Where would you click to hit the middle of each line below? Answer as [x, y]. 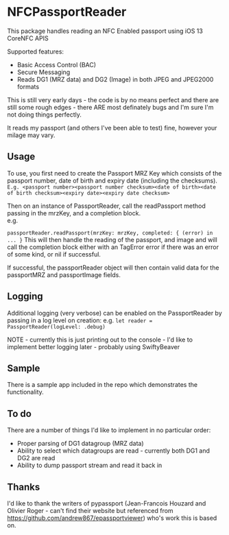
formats [28, 86]
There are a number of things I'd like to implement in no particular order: [109, 430]
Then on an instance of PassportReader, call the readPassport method [106, 206]
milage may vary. [31, 135]
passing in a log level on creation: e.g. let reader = [80, 320]
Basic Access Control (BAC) [57, 64]
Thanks [24, 487]
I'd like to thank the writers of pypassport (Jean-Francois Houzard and [107, 503]
